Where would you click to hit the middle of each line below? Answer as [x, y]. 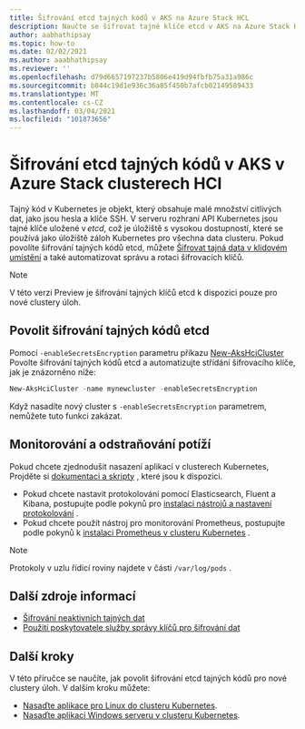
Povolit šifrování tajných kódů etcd [110, 331]
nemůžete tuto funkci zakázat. [66, 416]
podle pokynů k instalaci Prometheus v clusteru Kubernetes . [136, 532]
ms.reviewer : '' [40, 69]
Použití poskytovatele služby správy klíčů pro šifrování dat [131, 628]
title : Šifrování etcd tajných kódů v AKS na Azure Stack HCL [129, 18]
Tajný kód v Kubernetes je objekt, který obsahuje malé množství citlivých [146, 209]
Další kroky [42, 656]
